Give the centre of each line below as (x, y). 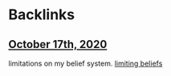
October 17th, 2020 (58, 44)
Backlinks (42, 15)
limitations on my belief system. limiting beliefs (85, 63)
